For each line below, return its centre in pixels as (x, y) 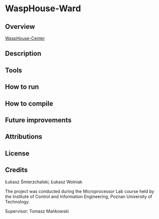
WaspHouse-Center (25, 38)
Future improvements (38, 120)
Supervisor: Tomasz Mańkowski (37, 211)
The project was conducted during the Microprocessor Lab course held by (80, 191)
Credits (17, 170)
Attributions (24, 137)
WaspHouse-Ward (43, 9)
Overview (20, 27)
